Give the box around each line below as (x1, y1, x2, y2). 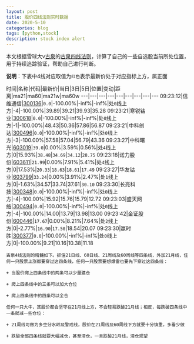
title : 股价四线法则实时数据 (6, 14, 69, 20)
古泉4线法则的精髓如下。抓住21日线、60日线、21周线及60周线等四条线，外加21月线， (6, 252, 184, 258)
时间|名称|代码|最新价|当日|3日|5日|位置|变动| (6, 85, 116, 92)
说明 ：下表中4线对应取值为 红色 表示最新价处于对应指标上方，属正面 (6, 73, 168, 79)
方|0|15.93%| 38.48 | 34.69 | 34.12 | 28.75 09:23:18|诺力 (6, 151, 131, 158)
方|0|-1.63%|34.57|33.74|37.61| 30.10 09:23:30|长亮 (6, 181, 131, 188)
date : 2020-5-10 (6, 19, 46, 25)
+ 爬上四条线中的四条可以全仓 (6, 293, 69, 299)
